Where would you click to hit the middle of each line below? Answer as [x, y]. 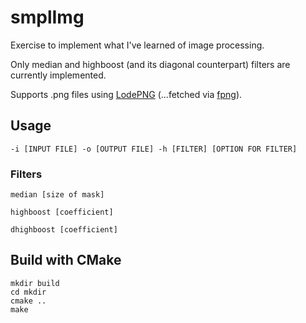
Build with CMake [66, 260]
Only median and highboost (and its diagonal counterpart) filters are [150, 64]
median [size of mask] [57, 195]
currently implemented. [58, 75]
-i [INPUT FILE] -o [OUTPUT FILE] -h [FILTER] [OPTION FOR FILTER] [154, 149]
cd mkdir [28, 292]
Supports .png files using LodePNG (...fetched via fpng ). [126, 94]
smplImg [47, 17]
